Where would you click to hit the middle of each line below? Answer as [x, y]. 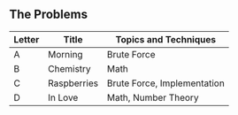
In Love [63, 97]
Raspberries [73, 83]
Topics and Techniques [166, 39]
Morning [65, 54]
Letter [27, 39]
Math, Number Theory [153, 97]
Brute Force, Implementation [166, 83]
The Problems [49, 15]
